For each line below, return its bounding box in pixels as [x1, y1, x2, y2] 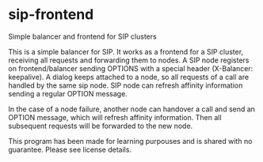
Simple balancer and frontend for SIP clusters [8, 32, 157, 41]
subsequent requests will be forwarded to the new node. [8, 121, 193, 130]
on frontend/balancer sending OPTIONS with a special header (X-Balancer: [8, 63, 253, 73]
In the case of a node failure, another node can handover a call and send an [8, 104, 256, 114]
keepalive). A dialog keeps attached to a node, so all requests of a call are [8, 72, 250, 81]
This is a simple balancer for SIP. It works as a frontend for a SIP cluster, [8, 47, 244, 56]
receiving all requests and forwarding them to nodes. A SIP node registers [8, 55, 250, 65]
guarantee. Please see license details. [8, 145, 132, 154]
